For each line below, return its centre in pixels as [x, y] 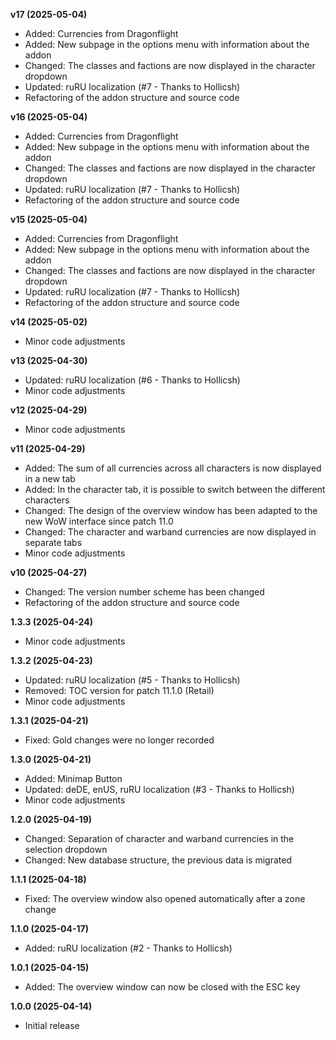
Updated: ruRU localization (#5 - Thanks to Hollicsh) [132, 680]
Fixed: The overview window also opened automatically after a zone [165, 898]
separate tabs [53, 542]
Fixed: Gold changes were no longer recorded [119, 740]
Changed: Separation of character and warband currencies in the [159, 838]
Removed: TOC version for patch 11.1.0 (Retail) [119, 690]
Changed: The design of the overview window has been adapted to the [171, 510]
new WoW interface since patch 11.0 [99, 521]
